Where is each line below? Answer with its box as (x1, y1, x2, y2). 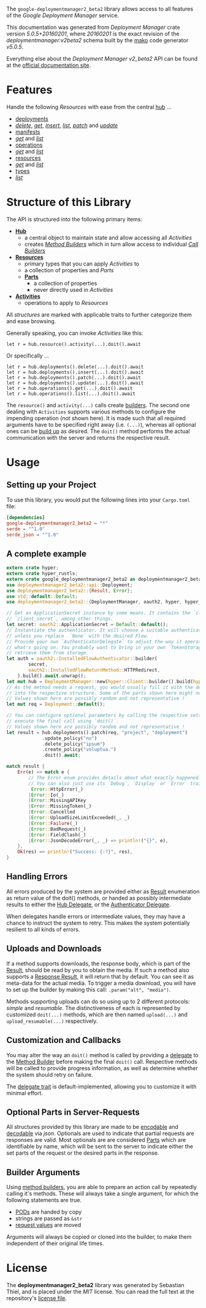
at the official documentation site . (6, 61, 91, 69)
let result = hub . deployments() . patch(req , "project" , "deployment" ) (6, 729, 188, 735)
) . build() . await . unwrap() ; (17, 673, 86, 679)
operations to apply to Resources (24, 299, 109, 306)
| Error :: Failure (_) (28, 820, 78, 827)
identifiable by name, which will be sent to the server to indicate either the (6, 1143, 193, 1150)
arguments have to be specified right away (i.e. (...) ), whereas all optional (6, 421, 196, 428)
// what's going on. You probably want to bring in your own (6, 644, 166, 651)
